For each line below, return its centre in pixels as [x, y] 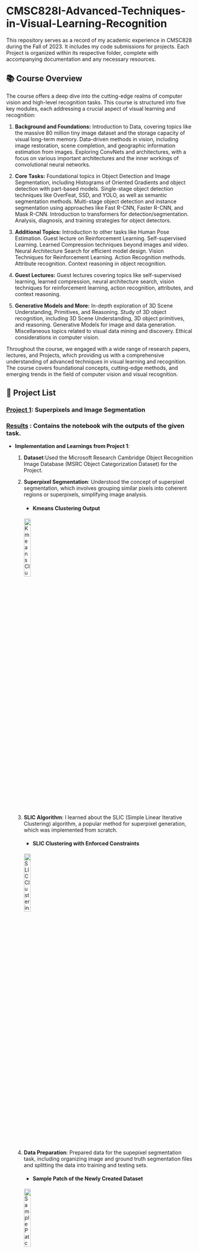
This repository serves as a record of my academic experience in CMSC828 [99, 40]
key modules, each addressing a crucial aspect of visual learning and [91, 108]
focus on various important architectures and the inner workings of [97, 158]
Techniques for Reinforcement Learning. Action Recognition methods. [100, 257]
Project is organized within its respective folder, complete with [82, 52]
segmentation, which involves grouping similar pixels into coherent [105, 488]
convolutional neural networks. [53, 164]
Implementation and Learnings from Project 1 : [72, 446]
